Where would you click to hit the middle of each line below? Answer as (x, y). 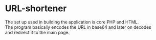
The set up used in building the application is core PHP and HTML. (72, 22)
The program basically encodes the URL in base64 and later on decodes (78, 27)
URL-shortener (36, 9)
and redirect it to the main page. (37, 32)
